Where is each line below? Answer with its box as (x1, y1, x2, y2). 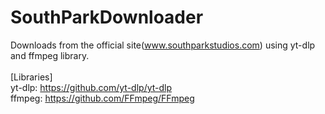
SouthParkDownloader (10, 6, 204, 29)
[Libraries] (10, 71, 53, 83)
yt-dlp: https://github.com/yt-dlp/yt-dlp (10, 81, 173, 93)
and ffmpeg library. (10, 49, 90, 61)
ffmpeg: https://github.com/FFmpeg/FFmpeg (10, 92, 195, 104)
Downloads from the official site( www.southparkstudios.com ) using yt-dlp (10, 39, 316, 51)
